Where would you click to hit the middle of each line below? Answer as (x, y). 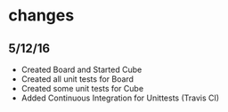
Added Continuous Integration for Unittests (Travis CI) (120, 98)
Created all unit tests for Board (77, 79)
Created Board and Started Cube (81, 69)
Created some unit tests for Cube (82, 88)
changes (41, 16)
